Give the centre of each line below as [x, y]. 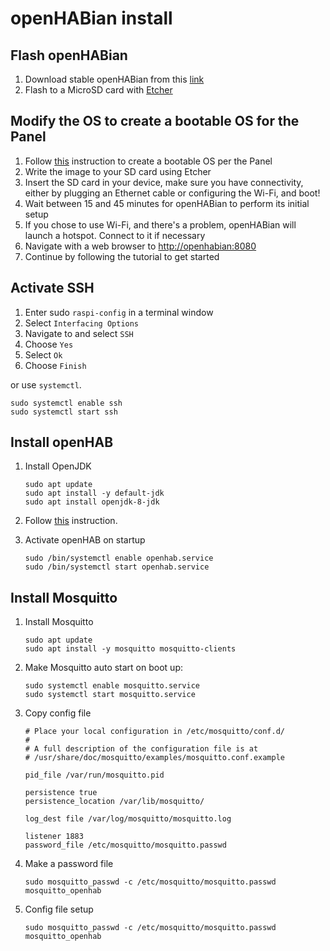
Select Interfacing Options [82, 323]
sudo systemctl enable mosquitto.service [112, 686]
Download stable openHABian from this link [114, 79]
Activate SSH [52, 288]
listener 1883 [54, 837]
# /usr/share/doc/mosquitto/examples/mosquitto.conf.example [155, 758]
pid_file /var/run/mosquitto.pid [94, 775]
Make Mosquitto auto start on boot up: [103, 668]
